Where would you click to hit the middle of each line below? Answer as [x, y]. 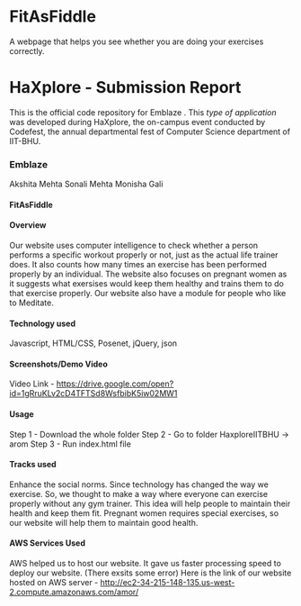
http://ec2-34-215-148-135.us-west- [168, 582]
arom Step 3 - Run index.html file [71, 444]
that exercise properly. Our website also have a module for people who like [148, 293]
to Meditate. [31, 303]
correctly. [27, 50]
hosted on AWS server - [54, 582]
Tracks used [33, 465]
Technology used [43, 323]
